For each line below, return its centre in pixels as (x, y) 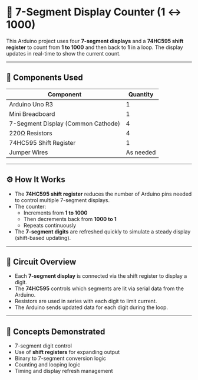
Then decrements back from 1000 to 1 (70, 219)
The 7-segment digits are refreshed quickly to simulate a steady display (103, 231)
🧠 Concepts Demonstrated (56, 331)
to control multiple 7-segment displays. (62, 200)
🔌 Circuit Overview (41, 262)
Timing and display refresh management (64, 371)
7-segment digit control (43, 346)
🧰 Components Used (45, 78)
